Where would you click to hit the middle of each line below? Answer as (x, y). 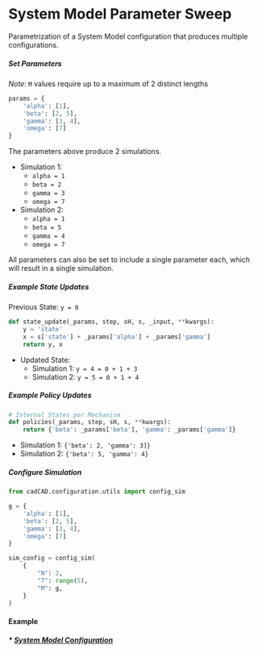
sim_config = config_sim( (52, 558)
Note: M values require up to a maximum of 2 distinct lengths (108, 83)
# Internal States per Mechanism (64, 415)
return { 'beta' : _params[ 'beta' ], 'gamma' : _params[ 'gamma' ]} (129, 430)
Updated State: (45, 360)
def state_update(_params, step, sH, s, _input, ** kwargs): (112, 322)
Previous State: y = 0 (44, 307)
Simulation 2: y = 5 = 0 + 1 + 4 (85, 376)
